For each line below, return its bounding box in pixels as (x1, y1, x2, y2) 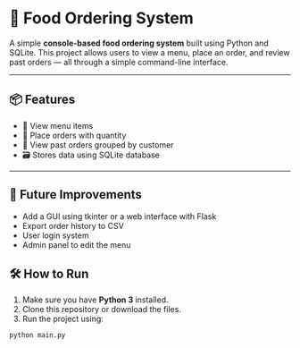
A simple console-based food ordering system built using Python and (9, 38, 270, 48)
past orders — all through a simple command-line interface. (9, 56, 229, 67)
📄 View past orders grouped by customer (21, 139, 174, 150)
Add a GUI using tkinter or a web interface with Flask (21, 210, 217, 222)
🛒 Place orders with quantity (21, 130, 127, 140)
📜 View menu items (21, 120, 94, 131)
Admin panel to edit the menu (21, 239, 131, 250)
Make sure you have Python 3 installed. (21, 294, 169, 305)
